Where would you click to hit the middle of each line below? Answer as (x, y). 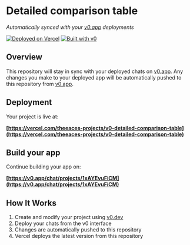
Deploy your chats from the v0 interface (63, 224)
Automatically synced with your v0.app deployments (70, 27)
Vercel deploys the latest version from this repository (79, 236)
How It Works (31, 203)
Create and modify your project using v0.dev (69, 217)
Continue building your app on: (44, 167)
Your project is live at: (32, 117)
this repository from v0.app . (40, 84)
